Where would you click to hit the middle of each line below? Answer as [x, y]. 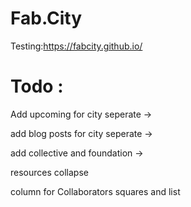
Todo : [37, 86]
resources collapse [49, 172]
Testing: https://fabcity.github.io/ [76, 46]
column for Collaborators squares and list [95, 191]
